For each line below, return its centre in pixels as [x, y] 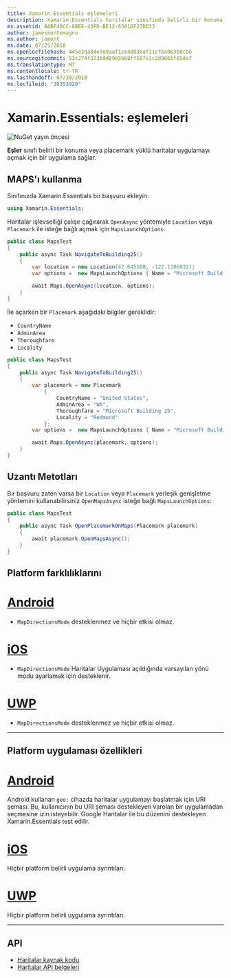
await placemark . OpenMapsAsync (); [81, 539]
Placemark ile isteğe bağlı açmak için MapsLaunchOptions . [86, 228]
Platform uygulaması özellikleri [75, 751]
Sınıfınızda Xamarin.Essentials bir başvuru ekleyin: [78, 196]
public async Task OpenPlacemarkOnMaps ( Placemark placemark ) [109, 526]
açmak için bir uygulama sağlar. [52, 158]
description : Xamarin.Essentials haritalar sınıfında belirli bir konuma [115, 20]
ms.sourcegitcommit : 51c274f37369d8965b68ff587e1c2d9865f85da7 [100, 59]
